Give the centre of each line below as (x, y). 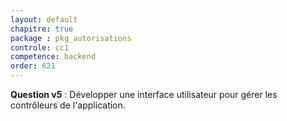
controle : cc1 (40, 47)
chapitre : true (42, 29)
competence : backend (53, 57)
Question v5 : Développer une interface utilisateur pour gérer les (144, 94)
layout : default (44, 19)
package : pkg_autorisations (71, 38)
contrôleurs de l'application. (68, 105)
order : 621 (33, 66)
